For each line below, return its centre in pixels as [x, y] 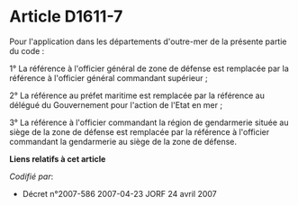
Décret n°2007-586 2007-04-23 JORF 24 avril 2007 [120, 193]
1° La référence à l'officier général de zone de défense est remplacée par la [149, 68]
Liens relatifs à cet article [58, 158]
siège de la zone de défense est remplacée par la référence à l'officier [140, 131]
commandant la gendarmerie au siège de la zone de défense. [123, 141]
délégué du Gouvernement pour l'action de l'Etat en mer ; [116, 104]
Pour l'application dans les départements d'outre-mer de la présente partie [148, 41]
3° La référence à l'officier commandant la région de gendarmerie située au [149, 122]
